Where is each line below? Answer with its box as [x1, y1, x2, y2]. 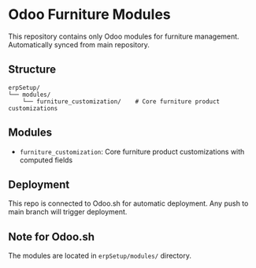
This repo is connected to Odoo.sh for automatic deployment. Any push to [8, 199, 249, 208]
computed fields [19, 155, 73, 165]
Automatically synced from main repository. [8, 39, 150, 49]
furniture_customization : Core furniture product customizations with [19, 147, 245, 156]
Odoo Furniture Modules [8, 6, 171, 24]
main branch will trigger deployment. [8, 207, 128, 217]
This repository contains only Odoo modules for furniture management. [8, 32, 239, 41]
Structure [8, 63, 57, 76]
